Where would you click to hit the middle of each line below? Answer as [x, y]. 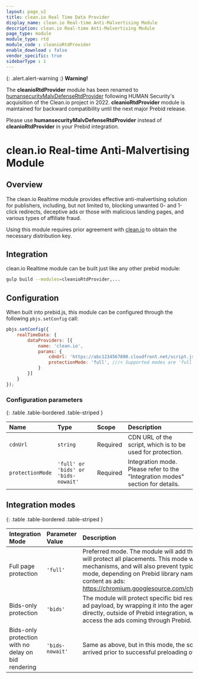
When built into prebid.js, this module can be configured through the [89, 312]
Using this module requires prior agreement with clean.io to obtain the [92, 229]
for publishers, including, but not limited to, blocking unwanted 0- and [91, 205]
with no [20, 645]
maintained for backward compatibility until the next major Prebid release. [96, 109]
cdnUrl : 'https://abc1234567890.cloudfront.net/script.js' [123, 357]
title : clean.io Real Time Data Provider [58, 17]
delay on [21, 652]
